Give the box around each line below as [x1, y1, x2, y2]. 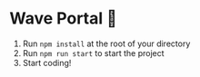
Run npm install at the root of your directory [22, 38, 191, 49]
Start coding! [22, 57, 72, 68]
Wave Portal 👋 [9, 8, 118, 29]
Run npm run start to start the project [22, 47, 165, 58]
